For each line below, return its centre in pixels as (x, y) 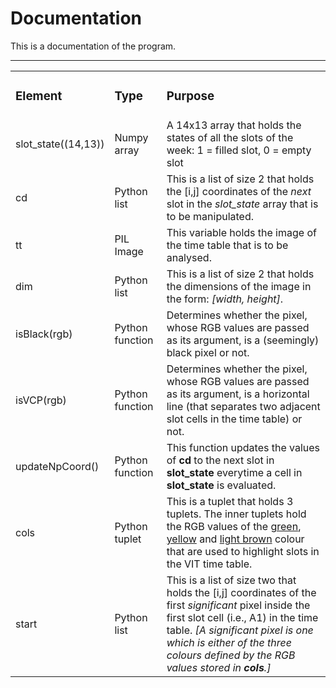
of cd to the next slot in (220, 460)
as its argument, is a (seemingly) (243, 340)
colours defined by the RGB (231, 655)
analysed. (189, 257)
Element (39, 96)
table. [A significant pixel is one (240, 630)
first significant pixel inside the (238, 605)
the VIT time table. (209, 564)
